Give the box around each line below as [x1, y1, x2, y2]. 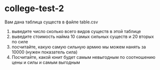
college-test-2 [4, 3, 64, 14]
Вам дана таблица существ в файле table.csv [4, 19, 98, 25]
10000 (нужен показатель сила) [11, 49, 78, 55]
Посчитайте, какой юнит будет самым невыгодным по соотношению [11, 54, 156, 60]
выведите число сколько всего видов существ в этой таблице [11, 28, 142, 34]
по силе [11, 38, 28, 44]
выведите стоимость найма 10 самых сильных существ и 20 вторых [11, 34, 154, 39]
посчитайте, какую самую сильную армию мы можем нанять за [11, 44, 146, 50]
